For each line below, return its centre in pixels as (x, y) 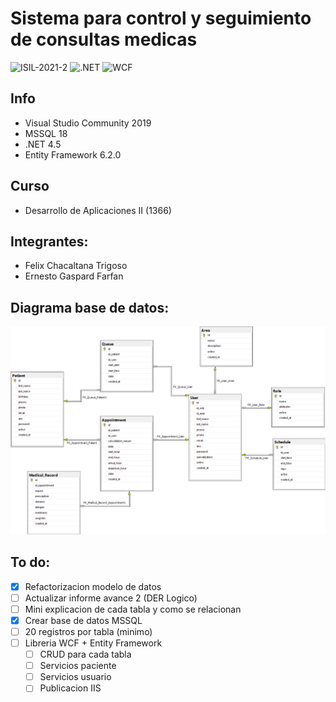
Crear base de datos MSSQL (83, 620)
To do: (30, 562)
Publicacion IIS (70, 688)
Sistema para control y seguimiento (161, 18)
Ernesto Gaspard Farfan (74, 276)
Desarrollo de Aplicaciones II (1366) (98, 210)
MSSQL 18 (46, 133)
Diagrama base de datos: (90, 307)
